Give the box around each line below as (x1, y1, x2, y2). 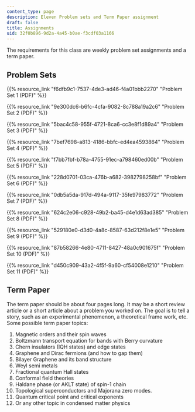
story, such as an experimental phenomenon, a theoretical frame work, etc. (6, 313, 188, 320)
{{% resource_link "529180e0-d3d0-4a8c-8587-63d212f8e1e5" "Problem (6, 226, 185, 233)
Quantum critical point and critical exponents (15, 393, 124, 400)
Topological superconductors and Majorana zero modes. (15, 387, 152, 394)
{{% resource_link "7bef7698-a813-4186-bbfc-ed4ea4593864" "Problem (6, 138, 184, 145)
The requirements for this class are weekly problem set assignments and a (6, 46, 187, 53)
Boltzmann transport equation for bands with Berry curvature (15, 337, 163, 344)
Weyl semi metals (15, 362, 58, 369)
